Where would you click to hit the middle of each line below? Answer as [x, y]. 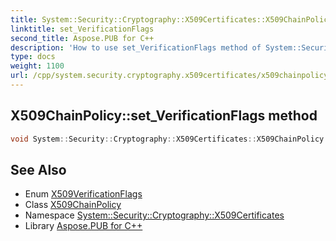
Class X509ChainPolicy [73, 205]
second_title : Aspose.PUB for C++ [82, 38]
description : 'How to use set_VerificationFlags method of [136, 47]
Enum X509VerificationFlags [83, 194]
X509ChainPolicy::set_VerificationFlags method [164, 116]
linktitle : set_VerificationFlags [82, 29]
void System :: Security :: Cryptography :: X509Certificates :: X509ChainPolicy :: [171, 139]
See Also [38, 169]
